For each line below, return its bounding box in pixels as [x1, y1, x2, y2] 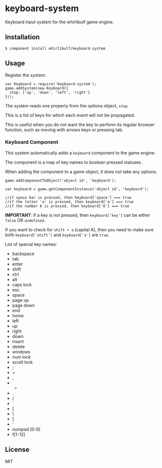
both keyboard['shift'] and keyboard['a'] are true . [5, 232, 109, 238]
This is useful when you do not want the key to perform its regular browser [5, 121, 155, 127]
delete [12, 344, 25, 349]
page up [12, 297, 29, 303]
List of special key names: [5, 241, 57, 247]
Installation [5, 33, 40, 41]
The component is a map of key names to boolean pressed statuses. [5, 159, 143, 165]
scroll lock [12, 359, 33, 365]
